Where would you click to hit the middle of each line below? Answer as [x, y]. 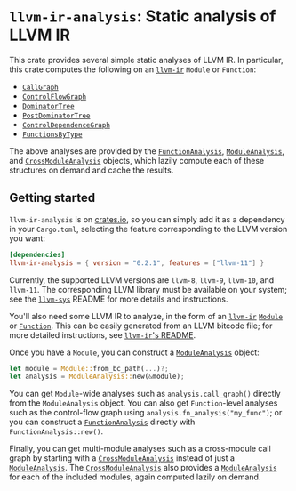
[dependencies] [37, 254]
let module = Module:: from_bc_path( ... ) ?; [89, 368]
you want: [28, 238]
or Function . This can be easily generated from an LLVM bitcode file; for [141, 326]
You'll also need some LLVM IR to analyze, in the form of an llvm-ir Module [146, 316]
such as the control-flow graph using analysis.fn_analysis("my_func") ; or [146, 413]
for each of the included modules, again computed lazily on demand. [135, 477]
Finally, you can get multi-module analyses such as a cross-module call [140, 449]
